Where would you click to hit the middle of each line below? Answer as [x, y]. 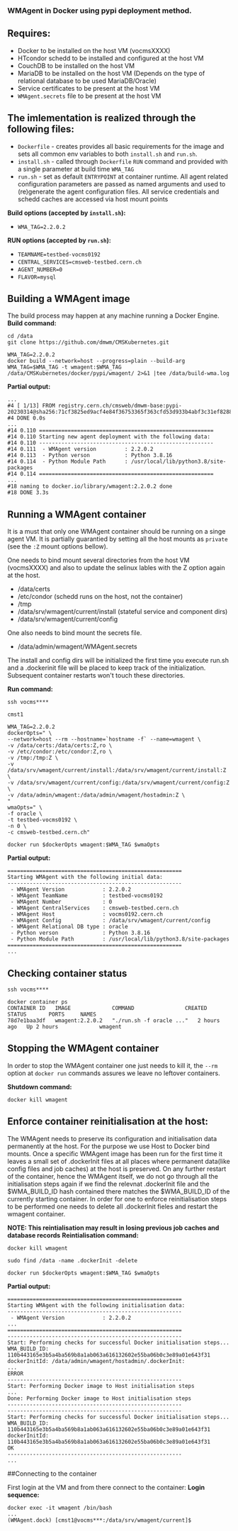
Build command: [32, 323]
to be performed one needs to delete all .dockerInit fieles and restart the [113, 1206]
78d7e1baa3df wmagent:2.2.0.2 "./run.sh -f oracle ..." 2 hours [114, 1020]
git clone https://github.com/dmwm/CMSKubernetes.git [89, 342]
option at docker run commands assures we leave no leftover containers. [114, 1073]
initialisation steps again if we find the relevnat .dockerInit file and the [109, 1184]
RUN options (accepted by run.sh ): [59, 240]
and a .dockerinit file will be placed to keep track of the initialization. [107, 668]
